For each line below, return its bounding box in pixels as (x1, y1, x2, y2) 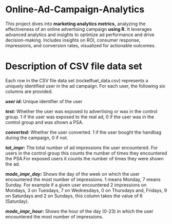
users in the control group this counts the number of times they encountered (5, 150, 167, 156)
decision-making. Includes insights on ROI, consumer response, (5, 37, 141, 43)
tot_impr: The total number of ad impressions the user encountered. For (5, 144, 158, 151)
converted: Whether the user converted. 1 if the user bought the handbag (5, 129, 162, 135)
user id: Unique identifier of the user (5, 98, 83, 104)
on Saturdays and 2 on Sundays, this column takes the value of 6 (5, 193, 143, 199)
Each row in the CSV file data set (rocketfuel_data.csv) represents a (5, 77, 148, 83)
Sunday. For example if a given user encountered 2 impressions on (5, 181, 147, 188)
